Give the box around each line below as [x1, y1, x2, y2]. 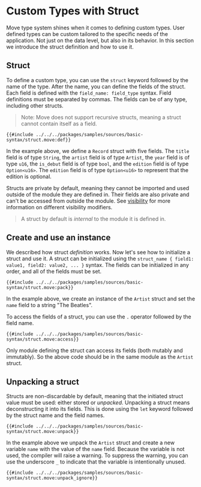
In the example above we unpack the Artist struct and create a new [6, 439, 175, 446]
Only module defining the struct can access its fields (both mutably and [6, 347, 183, 354]
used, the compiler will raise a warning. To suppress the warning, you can [6, 452, 189, 459]
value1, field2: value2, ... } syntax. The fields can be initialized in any [6, 261, 189, 268]
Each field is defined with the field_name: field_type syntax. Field [6, 89, 172, 97]
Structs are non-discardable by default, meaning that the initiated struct [6, 393, 184, 400]
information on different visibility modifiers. [6, 203, 113, 211]
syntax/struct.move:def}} [6, 137, 71, 143]
